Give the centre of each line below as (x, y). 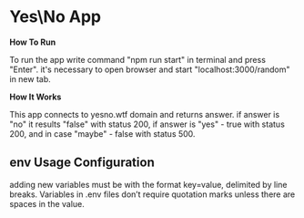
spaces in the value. (47, 203)
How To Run (33, 42)
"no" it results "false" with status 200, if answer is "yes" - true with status (147, 124)
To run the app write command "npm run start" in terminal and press (138, 59)
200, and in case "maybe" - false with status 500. (102, 133)
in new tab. (30, 78)
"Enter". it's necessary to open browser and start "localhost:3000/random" (150, 69)
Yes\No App (56, 17)
